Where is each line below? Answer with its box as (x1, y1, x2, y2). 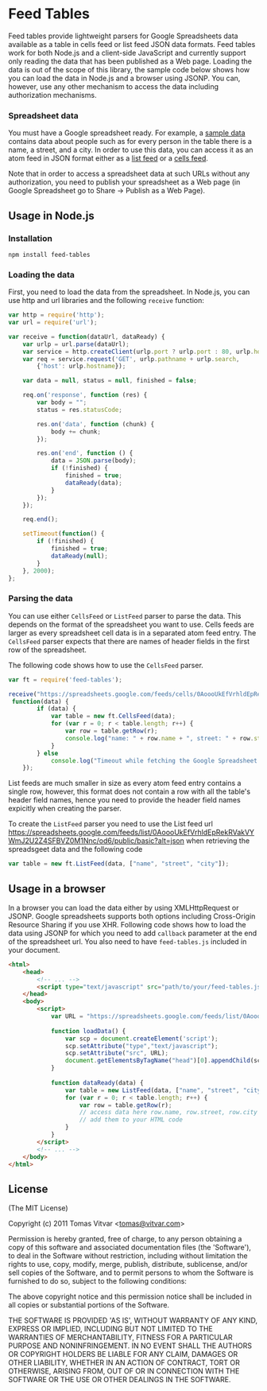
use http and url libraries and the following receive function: (8, 296, 205, 305)
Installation (8, 232, 53, 243)
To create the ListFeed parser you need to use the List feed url (8, 819, 213, 829)
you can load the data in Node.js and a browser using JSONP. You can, (8, 73, 241, 83)
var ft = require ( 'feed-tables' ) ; (8, 675, 123, 684)
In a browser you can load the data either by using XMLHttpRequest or (8, 903, 240, 912)
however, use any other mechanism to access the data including (8, 81, 219, 91)
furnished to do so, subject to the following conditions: (8, 1276, 187, 1286)
